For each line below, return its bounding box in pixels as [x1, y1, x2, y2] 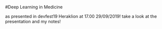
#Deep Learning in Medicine [5, 4, 63, 10]
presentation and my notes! [5, 19, 61, 24]
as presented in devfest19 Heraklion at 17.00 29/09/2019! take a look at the [5, 14, 157, 19]
